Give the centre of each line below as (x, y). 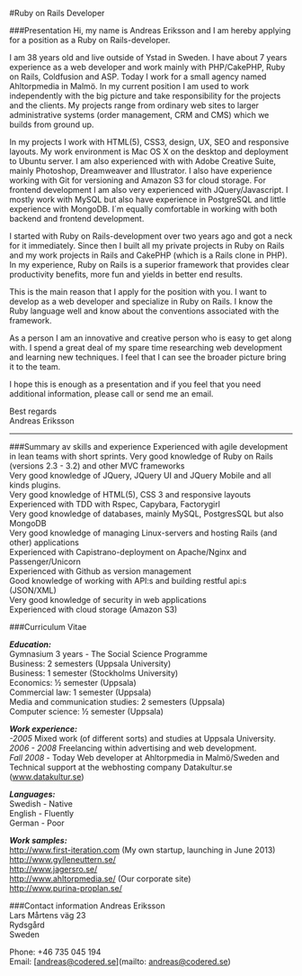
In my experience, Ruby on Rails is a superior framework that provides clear (149, 265)
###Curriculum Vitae (48, 627)
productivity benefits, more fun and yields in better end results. (126, 274)
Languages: (32, 794)
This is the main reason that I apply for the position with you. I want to (138, 292)
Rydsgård (27, 925)
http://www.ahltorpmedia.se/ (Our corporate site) (100, 879)
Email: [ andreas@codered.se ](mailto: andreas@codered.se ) (120, 962)
